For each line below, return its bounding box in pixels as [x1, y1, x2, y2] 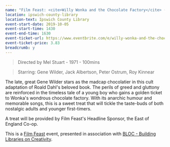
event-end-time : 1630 [5, 31, 51, 36]
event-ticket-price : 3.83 [5, 41, 60, 46]
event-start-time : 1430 [5, 26, 56, 31]
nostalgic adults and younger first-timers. [5, 105, 92, 112]
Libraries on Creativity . [5, 136, 53, 142]
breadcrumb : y [5, 45, 35, 50]
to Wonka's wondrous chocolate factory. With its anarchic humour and [5, 95, 152, 101]
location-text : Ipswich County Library [5, 17, 90, 22]
